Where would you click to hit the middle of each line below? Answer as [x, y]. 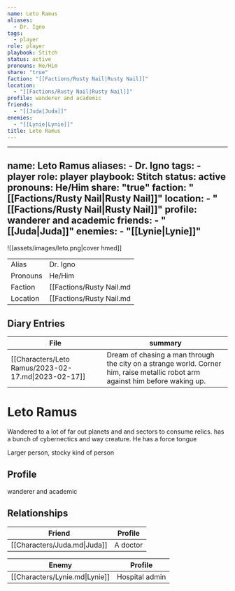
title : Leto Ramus [34, 131]
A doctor [129, 545]
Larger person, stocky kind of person [60, 453]
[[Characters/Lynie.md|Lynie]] [60, 576]
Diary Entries [36, 323]
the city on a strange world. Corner [164, 363]
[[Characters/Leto [40, 359]
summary [165, 343]
